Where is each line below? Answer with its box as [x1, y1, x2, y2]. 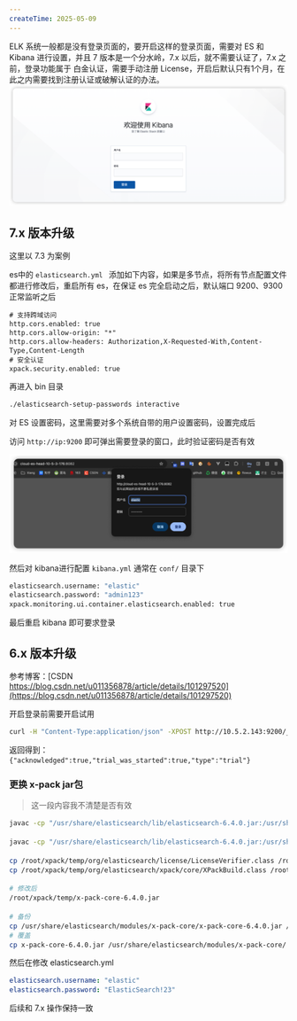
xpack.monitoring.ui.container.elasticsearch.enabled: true [9, 600, 236, 609]
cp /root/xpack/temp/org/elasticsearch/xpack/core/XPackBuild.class [9, 865, 267, 875]
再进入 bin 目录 [9, 381, 65, 392]
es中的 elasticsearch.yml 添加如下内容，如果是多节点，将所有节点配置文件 [9, 269, 287, 279]
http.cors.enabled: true [9, 319, 101, 328]
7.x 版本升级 [9, 225, 75, 240]
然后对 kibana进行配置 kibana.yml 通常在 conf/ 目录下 [9, 563, 205, 573]
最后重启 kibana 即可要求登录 [9, 617, 116, 628]
